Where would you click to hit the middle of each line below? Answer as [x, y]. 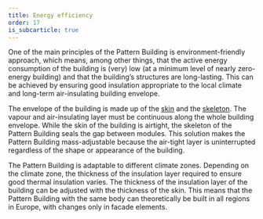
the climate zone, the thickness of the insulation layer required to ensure [125, 174]
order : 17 [24, 23]
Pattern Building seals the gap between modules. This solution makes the [127, 134]
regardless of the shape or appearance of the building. [97, 150]
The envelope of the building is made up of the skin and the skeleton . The [127, 109]
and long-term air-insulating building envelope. [84, 94]
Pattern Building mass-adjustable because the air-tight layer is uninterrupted [132, 142]
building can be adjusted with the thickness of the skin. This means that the [130, 190]
